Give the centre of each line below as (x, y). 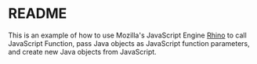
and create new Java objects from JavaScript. (82, 52)
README (38, 14)
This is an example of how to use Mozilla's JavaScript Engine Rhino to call (127, 35)
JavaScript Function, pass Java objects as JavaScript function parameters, (129, 43)
